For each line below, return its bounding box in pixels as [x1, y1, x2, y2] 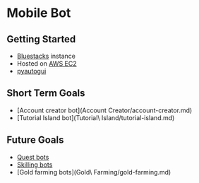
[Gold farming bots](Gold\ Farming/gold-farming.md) [16, 167, 171, 176]
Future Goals [6, 134, 64, 146]
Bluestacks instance [16, 52, 76, 60]
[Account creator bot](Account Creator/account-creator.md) [16, 106, 193, 114]
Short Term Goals [6, 87, 85, 100]
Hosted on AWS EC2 [16, 59, 77, 68]
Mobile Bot [6, 5, 71, 21]
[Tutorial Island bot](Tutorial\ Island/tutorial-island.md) [16, 113, 175, 122]
